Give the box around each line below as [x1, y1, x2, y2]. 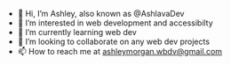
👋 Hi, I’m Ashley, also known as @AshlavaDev [17, 9, 185, 18]
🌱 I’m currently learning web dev [17, 27, 138, 37]
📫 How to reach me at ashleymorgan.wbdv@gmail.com [17, 47, 223, 56]
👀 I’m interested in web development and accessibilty [17, 18, 213, 28]
